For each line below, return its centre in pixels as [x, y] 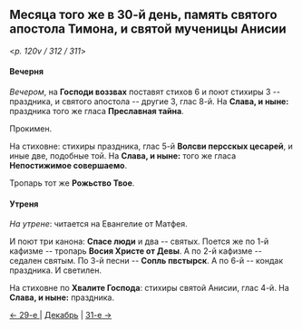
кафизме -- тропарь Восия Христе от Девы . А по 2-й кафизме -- [136, 251]
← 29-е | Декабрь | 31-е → [61, 315]
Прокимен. [31, 129]
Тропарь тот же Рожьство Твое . [72, 183]
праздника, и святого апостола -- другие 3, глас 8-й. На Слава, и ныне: [149, 102]
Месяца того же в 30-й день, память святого [144, 15]
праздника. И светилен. [56, 270]
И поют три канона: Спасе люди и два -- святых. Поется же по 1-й [139, 242]
